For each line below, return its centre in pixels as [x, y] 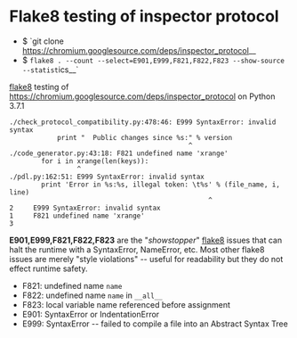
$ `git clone [43, 41]
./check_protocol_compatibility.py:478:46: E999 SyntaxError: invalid [143, 122]
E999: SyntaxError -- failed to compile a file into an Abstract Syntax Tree [155, 324]
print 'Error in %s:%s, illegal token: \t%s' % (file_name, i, [161, 185]
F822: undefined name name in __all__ [92, 295]
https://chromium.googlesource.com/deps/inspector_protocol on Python [142, 96]
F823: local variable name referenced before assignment [126, 304]
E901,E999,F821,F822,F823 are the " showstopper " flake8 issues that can [146, 240]
